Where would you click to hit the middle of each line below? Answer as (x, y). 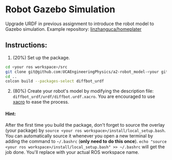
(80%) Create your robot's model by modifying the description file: (83, 91)
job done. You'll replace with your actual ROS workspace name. (72, 152)
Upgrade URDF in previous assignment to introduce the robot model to (80, 24)
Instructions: (26, 45)
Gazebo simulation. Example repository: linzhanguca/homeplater (73, 29)
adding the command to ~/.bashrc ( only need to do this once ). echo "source (86, 142)
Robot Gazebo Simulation (60, 9)
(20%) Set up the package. (41, 57)
